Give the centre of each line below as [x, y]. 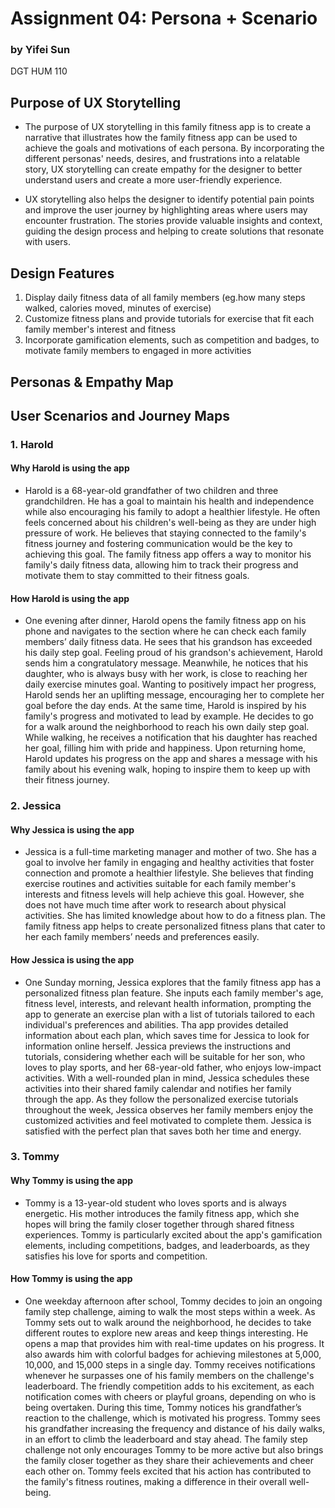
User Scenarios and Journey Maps [120, 415]
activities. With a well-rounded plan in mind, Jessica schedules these [167, 1078]
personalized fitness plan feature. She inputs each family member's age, [174, 993]
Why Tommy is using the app [72, 1181]
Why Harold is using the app [70, 468]
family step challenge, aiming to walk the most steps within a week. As [170, 1311]
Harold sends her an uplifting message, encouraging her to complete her [174, 695]
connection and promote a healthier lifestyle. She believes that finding [169, 873]
